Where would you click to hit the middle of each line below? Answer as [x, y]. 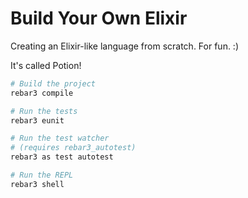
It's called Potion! [46, 65]
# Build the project [53, 83]
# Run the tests [44, 111]
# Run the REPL [42, 175]
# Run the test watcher [60, 138]
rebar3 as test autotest [62, 157]
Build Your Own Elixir [99, 18]
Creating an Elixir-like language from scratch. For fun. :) [125, 46]
